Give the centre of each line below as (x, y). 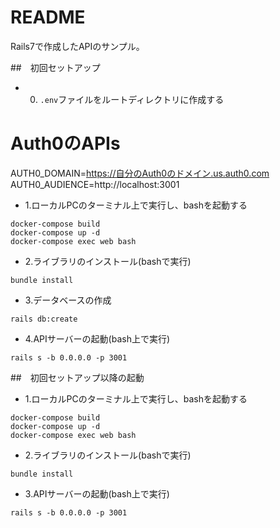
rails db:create (44, 319)
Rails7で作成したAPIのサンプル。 (77, 46)
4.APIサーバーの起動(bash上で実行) (97, 338)
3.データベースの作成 (68, 300)
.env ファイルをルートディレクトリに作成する (132, 99)
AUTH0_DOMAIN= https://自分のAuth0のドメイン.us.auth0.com (140, 173)
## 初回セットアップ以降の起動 (77, 377)
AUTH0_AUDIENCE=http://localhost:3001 (95, 184)
